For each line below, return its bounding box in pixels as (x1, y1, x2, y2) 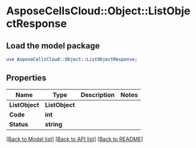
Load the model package (6, 41, 100, 51)
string (44, 120, 63, 128)
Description (80, 91, 115, 99)
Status (9, 120, 29, 128)
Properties (6, 73, 47, 83)
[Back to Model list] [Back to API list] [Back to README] (6, 135, 143, 143)
